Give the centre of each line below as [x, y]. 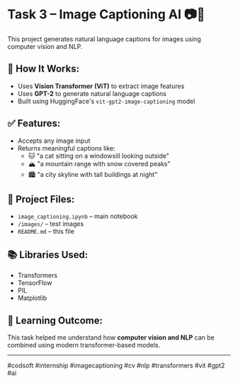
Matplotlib [32, 298]
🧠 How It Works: [44, 69]
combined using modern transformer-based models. [84, 345]
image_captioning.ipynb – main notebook [78, 216]
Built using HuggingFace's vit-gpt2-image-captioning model [106, 101]
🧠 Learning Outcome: [55, 320]
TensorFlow [35, 283]
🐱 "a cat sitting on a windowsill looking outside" [99, 156]
